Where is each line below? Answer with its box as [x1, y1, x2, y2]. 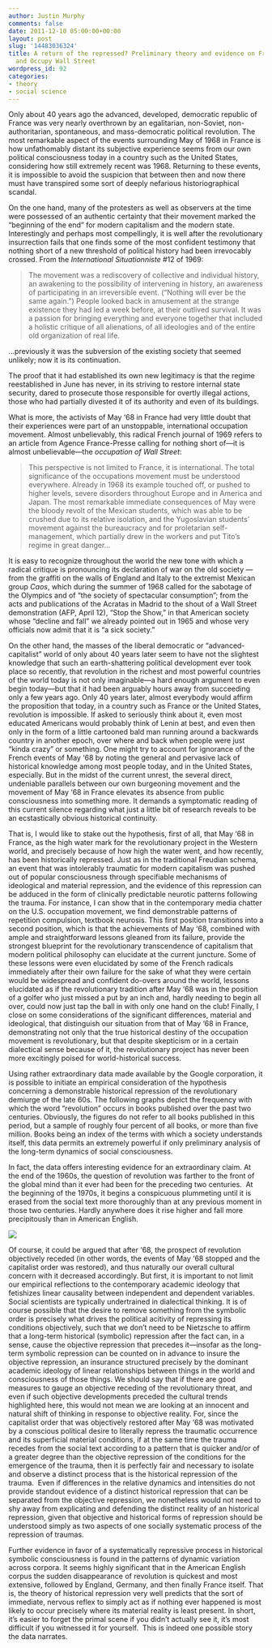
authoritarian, [8, 127, 53, 136]
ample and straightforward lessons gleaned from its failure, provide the [8, 933, 245, 943]
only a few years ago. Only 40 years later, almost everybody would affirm [8, 692, 253, 702]
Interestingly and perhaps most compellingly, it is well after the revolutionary [8, 229, 263, 239]
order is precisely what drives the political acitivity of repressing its [8, 1314, 232, 1324]
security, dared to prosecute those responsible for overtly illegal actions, [8, 388, 251, 398]
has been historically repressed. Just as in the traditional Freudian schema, [8, 855, 259, 865]
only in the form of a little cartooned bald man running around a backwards [8, 727, 259, 737]
